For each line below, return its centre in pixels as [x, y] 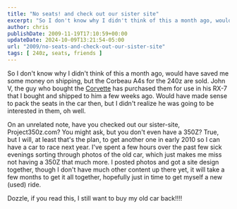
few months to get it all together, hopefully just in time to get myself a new [115, 177]
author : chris [28, 27]
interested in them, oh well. [47, 111]
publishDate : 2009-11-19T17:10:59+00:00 [68, 34]
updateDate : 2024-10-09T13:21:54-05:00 [66, 40]
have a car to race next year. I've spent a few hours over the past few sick [115, 147]
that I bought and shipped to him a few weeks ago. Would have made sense [117, 95]
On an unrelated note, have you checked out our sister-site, [94, 124]
